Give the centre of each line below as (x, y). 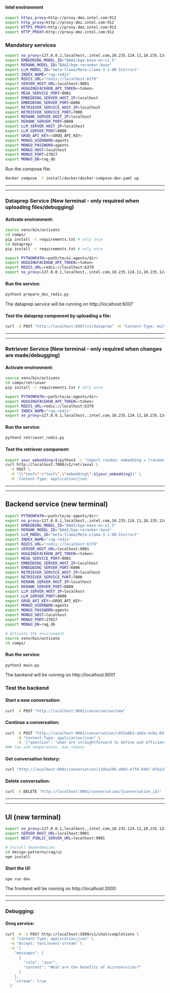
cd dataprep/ (19, 244)
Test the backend (27, 688)
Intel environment (24, 7)
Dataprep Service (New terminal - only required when (72, 200)
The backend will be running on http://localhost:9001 (60, 675)
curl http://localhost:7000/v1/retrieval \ (52, 465)
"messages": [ (29, 953)
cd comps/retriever (26, 383)
